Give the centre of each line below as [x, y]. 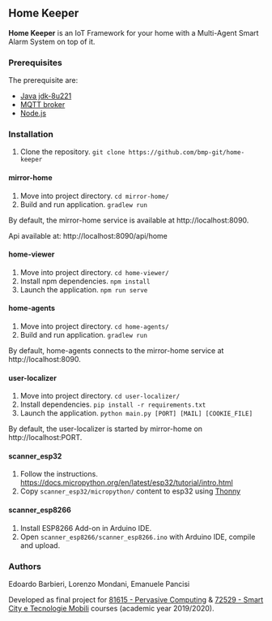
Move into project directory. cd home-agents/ [94, 326]
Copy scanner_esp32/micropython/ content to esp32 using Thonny [130, 491]
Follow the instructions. [59, 474]
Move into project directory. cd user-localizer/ [100, 396]
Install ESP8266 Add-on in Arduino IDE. [86, 528]
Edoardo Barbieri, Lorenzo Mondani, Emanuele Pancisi [99, 584]
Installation [31, 135]
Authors [25, 566]
